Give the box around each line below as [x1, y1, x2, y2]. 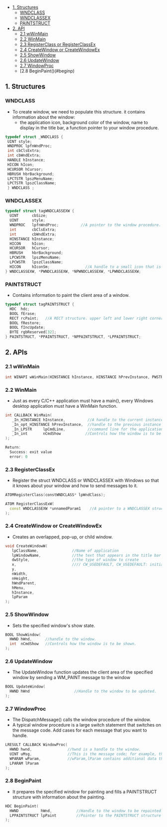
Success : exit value [9, 450, 52, 455]
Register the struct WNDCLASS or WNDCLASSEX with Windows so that [12, 477, 159, 484]
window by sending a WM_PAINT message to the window [12, 675, 131, 681]
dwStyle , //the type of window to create [11, 557, 139, 563]
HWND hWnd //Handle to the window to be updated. [9, 689, 157, 694]
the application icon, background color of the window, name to [19, 119, 148, 125]
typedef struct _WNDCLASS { [5, 134, 64, 139]
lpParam [11, 595, 28, 600]
